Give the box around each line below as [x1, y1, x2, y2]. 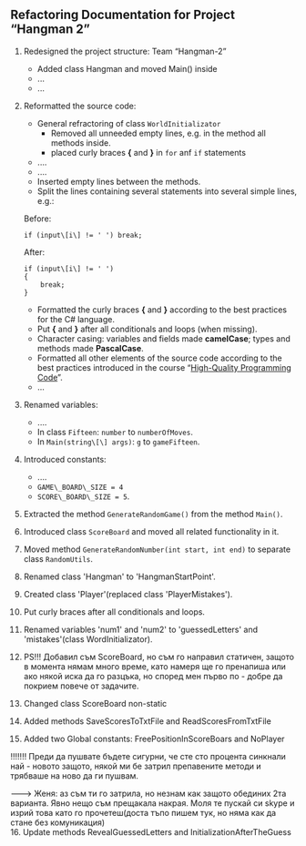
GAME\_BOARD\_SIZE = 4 [36, 483, 124, 492]
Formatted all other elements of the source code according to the [36, 352, 282, 363]
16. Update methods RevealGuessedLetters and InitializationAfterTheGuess [10, 826, 292, 837]
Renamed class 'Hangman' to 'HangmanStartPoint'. [23, 571, 217, 582]
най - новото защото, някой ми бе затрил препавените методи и [10, 760, 261, 771]
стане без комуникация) [10, 817, 106, 828]
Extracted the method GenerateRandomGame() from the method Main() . [23, 508, 283, 519]
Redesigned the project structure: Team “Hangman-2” [23, 46, 227, 56]
